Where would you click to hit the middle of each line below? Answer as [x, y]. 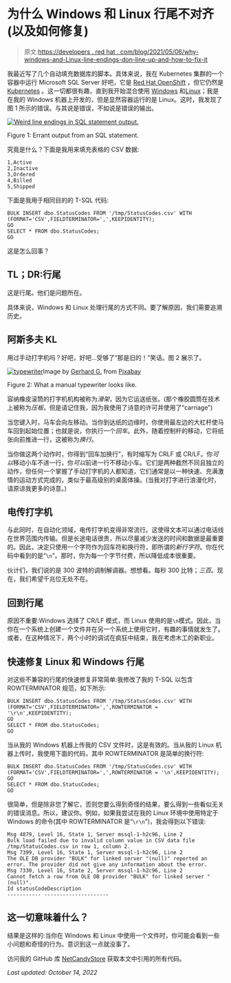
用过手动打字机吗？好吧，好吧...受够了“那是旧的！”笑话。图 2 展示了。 [106, 357]
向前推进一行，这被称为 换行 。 [55, 439]
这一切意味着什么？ [48, 917]
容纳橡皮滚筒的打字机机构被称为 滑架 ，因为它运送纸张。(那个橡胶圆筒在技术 [114, 399]
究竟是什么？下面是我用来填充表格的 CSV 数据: [73, 149]
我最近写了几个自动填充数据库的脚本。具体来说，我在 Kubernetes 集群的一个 [115, 74]
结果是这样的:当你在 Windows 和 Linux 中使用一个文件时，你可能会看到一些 [113, 935]
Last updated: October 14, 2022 [52, 972]
